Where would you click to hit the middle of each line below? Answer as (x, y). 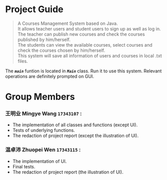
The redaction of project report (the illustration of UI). (68, 172)
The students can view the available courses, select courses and (85, 45)
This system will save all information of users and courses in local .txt (90, 56)
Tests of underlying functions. (44, 130)
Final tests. (24, 166)
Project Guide (35, 9)
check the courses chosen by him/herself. (61, 50)
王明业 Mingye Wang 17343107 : (44, 114)
